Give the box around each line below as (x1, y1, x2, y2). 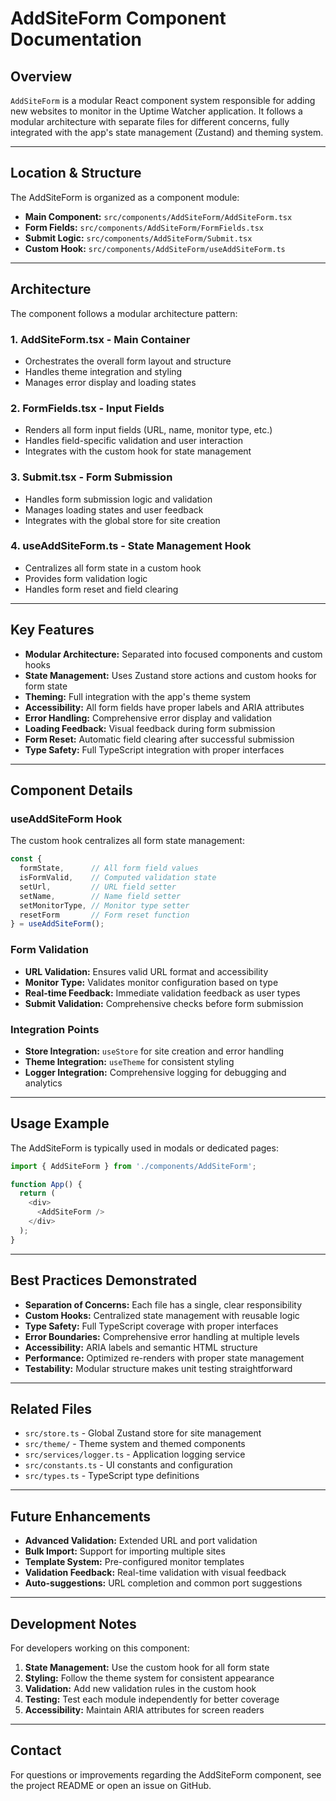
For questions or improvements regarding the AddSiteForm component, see (10, 1768, 322, 1781)
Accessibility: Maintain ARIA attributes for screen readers (24, 1703, 265, 1716)
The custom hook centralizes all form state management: (10, 835, 245, 847)
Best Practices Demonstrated (10, 1272, 198, 1289)
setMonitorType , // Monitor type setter (19, 900, 190, 911)
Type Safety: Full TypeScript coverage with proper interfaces (24, 1320, 279, 1332)
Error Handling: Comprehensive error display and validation (24, 712, 273, 724)
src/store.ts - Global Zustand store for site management (24, 1427, 262, 1439)
